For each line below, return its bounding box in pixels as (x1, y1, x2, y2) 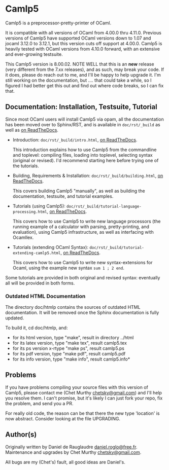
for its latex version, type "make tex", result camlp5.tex (12, 340, 127, 346)
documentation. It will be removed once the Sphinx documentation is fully (5, 310, 159, 316)
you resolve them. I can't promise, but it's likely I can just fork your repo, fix (5, 395, 163, 401)
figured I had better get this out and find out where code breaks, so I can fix (5, 82, 164, 89)
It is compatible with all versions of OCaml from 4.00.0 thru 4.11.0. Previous (5, 29, 161, 35)
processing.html (12, 209, 47, 214)
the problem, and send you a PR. (5, 400, 74, 406)
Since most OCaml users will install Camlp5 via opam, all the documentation (5, 116, 164, 122)
